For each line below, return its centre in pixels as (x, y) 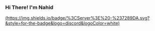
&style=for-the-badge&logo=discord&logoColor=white (62, 23)
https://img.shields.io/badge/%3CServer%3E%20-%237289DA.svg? (78, 18)
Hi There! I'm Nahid (29, 7)
